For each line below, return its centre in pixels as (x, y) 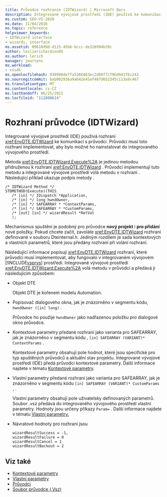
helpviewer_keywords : (28, 33)
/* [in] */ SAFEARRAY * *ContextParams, (54, 204)
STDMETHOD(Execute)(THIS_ (32, 191)
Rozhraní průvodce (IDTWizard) (72, 122)
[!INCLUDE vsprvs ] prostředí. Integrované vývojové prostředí (67, 263)
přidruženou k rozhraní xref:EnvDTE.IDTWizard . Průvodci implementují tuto (83, 167)
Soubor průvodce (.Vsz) (37, 489)
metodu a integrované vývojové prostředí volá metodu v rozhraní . (73, 172)
